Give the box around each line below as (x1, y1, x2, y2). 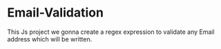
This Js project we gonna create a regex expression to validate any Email (7, 28, 215, 36)
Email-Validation (7, 5, 104, 21)
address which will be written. (7, 35, 93, 43)
